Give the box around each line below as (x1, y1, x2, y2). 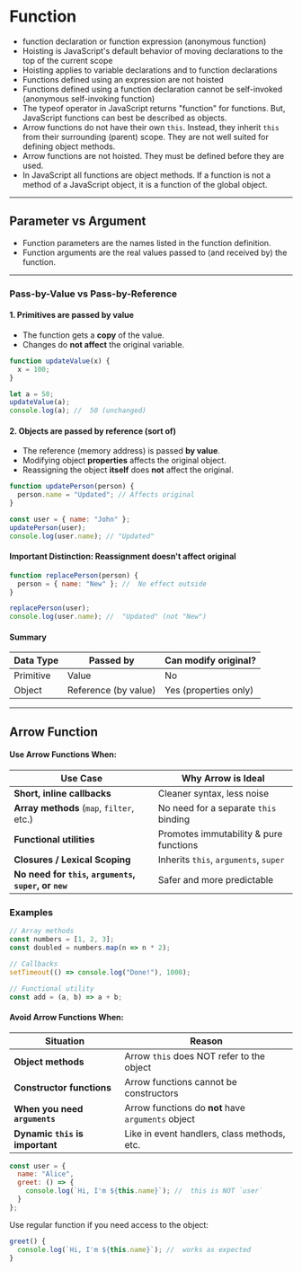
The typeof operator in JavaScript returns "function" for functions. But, (22, 102, 286, 113)
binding (157, 813, 191, 825)
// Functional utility (9, 984, 94, 993)
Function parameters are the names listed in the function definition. (22, 237, 271, 248)
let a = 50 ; (9, 389, 54, 399)
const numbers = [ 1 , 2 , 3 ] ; (9, 935, 115, 944)
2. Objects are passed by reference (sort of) (9, 425, 177, 437)
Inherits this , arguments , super (157, 853, 285, 866)
